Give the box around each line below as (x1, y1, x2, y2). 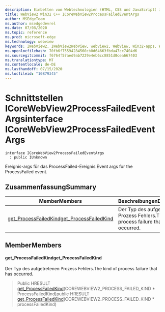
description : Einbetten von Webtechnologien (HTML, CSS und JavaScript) (5, 7, 157, 12)
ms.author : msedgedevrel (5, 21, 56, 26)
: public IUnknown (9, 155, 48, 160)
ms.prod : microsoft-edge (5, 35, 56, 40)
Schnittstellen (5, 93, 63, 104)
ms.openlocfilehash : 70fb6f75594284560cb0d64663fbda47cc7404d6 (5, 48, 137, 53)
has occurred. (5, 271, 33, 277)
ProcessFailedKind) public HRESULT (17, 291, 90, 297)
